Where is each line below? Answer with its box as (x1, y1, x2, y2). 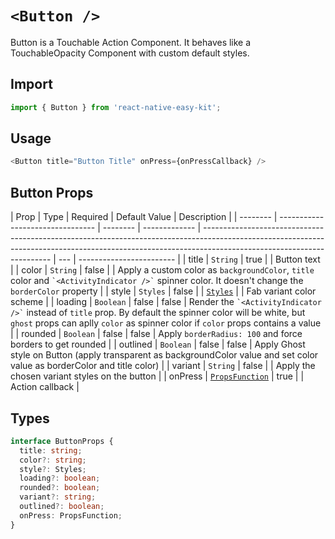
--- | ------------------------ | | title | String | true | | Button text (58, 253, 321, 266)
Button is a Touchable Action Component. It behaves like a (10, 36, 252, 48)
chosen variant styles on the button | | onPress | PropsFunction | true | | (10, 370, 305, 382)
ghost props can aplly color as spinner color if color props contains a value (10, 317, 322, 329)
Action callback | (10, 381, 80, 393)
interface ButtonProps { (10, 436, 114, 446)
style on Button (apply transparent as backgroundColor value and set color (10, 349, 319, 361)
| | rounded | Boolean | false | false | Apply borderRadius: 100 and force (10, 328, 303, 340)
